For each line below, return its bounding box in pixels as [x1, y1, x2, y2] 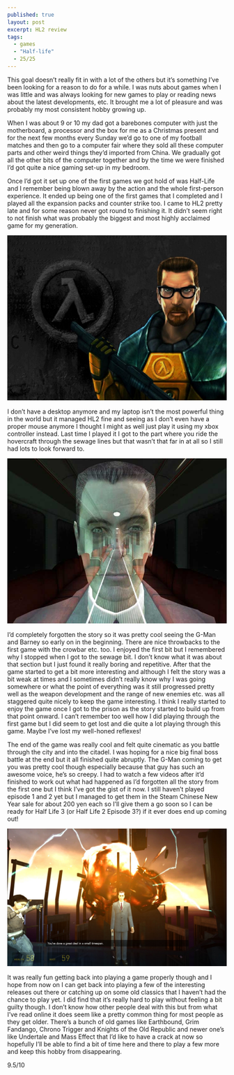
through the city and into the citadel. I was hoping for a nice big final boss [7, 747, 219, 756]
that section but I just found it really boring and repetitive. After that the [7, 660, 211, 668]
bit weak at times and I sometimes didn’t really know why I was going [7, 675, 205, 683]
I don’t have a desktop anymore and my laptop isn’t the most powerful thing [7, 407, 224, 416]
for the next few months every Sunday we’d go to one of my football [7, 133, 203, 142]
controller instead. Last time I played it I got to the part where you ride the [7, 430, 218, 438]
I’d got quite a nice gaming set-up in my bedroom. [7, 163, 150, 171]
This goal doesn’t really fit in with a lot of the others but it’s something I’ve [7, 75, 219, 84]
